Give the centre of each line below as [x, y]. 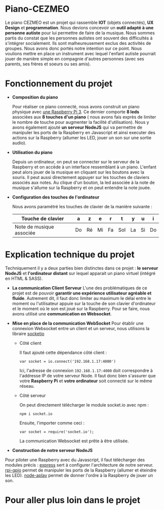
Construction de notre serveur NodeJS [52, 450]
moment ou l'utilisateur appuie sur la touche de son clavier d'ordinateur [84, 303]
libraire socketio [28, 333]
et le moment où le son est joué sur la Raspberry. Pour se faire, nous [81, 309]
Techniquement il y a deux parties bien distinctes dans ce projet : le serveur [82, 268]
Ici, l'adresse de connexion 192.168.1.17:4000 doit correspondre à [86, 370]
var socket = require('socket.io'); [57, 432]
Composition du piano [35, 97]
